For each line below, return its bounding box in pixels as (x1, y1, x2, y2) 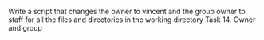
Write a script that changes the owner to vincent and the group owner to (8, 7, 246, 16)
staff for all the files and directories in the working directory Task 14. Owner (8, 15, 256, 24)
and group (8, 24, 42, 32)
